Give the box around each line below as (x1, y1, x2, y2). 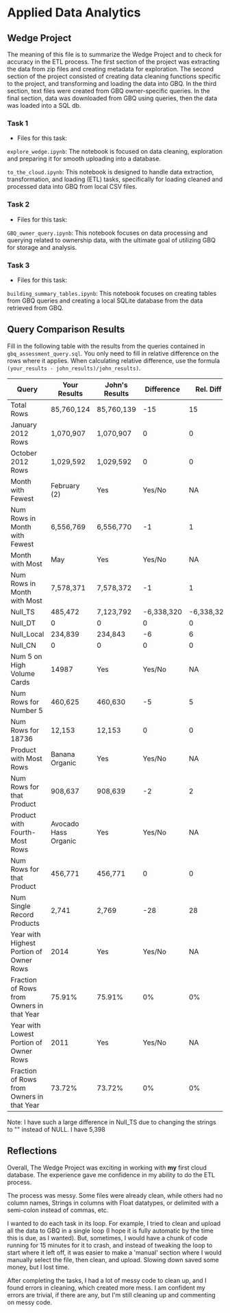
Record (10, 909, 34, 919)
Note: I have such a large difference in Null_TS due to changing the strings (7, 1117, 217, 1126)
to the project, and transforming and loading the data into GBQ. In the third (7, 80, 217, 87)
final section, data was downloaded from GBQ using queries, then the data (7, 94, 218, 102)
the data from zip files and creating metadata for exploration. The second (7, 65, 214, 73)
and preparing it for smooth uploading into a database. (7, 154, 161, 163)
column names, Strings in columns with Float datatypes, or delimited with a (7, 1198, 219, 1207)
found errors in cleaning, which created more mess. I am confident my (7, 1283, 205, 1292)
